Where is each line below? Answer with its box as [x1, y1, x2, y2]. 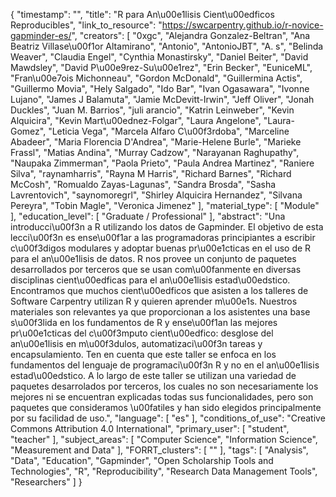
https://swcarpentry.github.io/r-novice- [161, 19, 324, 31]
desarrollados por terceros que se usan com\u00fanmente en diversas [10, 264, 302, 275]
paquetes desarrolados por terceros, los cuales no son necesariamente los [10, 380, 319, 392]
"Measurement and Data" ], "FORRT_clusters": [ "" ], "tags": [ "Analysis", [10, 444, 309, 456]
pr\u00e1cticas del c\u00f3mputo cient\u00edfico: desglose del [10, 327, 274, 339]
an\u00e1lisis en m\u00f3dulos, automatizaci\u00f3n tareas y [10, 338, 263, 349]
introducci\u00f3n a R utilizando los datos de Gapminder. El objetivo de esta [10, 221, 324, 233]
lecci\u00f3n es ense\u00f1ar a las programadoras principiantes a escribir [10, 232, 316, 243]
